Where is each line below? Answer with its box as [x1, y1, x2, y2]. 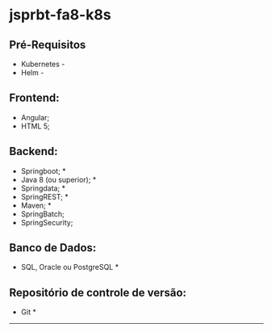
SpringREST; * [20, 191, 69, 201]
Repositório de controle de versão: [9, 285, 186, 300]
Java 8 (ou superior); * [20, 174, 97, 184]
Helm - [20, 68, 44, 78]
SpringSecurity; [20, 217, 73, 227]
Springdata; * [20, 183, 66, 193]
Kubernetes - [20, 59, 65, 69]
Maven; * [20, 200, 52, 210]
